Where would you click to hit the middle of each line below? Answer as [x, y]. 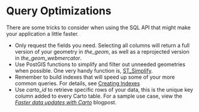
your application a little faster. [43, 33]
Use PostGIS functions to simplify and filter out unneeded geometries [100, 64]
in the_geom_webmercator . [48, 58]
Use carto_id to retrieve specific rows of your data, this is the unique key [104, 89]
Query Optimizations [59, 11]
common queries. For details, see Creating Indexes [77, 83]
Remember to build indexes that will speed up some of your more [95, 77]
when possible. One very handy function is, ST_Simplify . [84, 70]
